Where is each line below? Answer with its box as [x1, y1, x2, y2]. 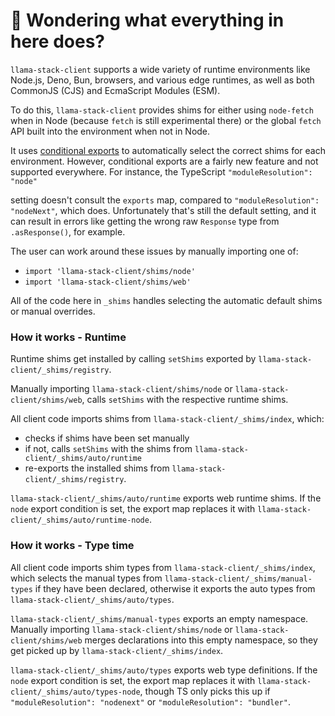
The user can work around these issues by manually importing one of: [10, 245, 299, 257]
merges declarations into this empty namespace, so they [84, 634, 318, 646]
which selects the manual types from [10, 572, 163, 584]
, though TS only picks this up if [139, 685, 271, 697]
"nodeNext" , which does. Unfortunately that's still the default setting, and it [10, 204, 317, 216]
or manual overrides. [10, 305, 96, 317]
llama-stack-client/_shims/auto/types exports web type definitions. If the [10, 664, 318, 676]
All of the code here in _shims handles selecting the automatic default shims [10, 294, 323, 306]
